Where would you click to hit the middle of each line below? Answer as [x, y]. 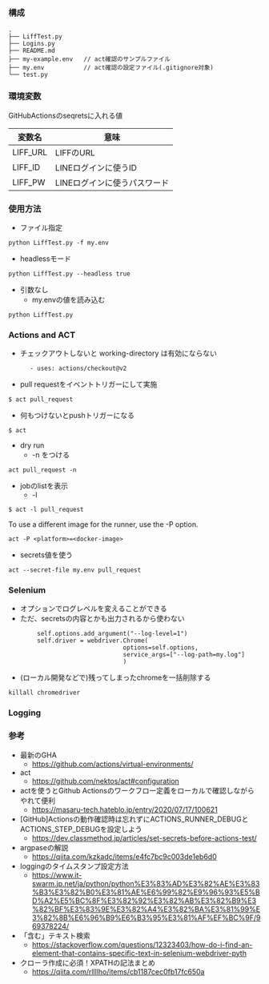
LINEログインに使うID [96, 167]
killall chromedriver [44, 693]
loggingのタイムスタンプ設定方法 [74, 866]
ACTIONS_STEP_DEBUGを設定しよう [81, 829]
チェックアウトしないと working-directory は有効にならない [118, 353]
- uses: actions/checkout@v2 [78, 369]
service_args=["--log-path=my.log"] [184, 655]
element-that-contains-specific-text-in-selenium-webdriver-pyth [139, 953]
